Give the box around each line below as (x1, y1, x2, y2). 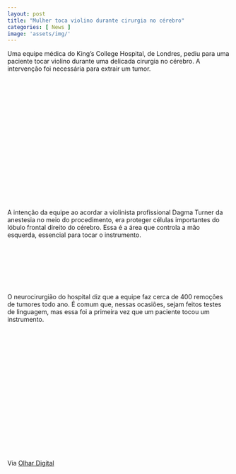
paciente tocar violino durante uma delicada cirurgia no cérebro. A (7, 57, 201, 66)
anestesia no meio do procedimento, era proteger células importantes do (7, 216, 220, 224)
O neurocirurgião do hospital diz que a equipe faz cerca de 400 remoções (7, 293, 223, 301)
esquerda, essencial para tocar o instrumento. (7, 231, 141, 239)
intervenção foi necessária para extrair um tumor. (7, 64, 151, 73)
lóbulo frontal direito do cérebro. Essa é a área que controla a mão (7, 224, 200, 232)
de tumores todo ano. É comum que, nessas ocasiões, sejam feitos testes (7, 300, 222, 308)
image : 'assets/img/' (7, 30, 71, 37)
